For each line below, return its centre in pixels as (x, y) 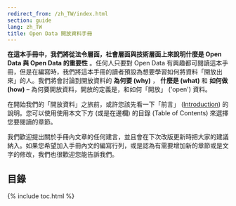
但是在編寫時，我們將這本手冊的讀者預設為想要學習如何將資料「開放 (118, 72)
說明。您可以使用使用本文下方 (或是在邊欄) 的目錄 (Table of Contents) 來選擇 (118, 113)
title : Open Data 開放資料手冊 (50, 33)
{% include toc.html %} (41, 196)
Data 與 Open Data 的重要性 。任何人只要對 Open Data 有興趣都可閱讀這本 (115, 63)
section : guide (29, 20)
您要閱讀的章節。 (32, 122)
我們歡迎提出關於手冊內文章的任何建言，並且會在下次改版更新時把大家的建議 (118, 137)
